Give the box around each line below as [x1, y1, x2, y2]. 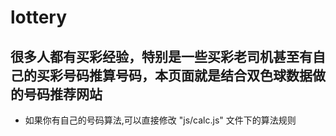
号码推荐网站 [23, 86, 103, 103]
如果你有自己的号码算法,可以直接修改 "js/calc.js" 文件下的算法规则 [24, 114, 297, 126]
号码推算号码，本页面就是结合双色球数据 [62, 67, 313, 84]
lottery [10, 6, 68, 29]
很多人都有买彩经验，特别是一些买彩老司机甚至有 [10, 48, 313, 65]
